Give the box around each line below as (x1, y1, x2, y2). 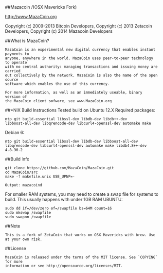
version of (5, 94, 27, 99)
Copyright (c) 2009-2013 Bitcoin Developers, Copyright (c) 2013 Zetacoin (5, 23, 152, 29)
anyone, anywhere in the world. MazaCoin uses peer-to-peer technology (5, 56, 153, 61)
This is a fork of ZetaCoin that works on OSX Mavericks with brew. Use (5, 232, 156, 237)
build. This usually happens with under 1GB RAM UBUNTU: (5, 197, 123, 202)
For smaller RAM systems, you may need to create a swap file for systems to (5, 191, 159, 197)
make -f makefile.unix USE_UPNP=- (5, 174, 75, 179)
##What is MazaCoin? (5, 38, 50, 44)
